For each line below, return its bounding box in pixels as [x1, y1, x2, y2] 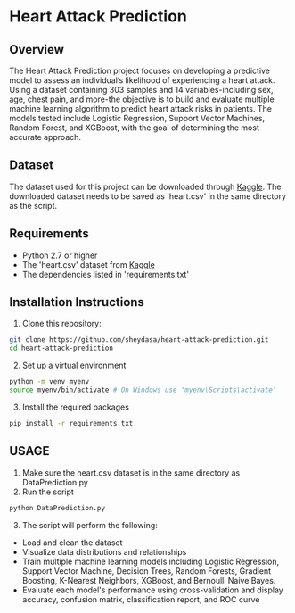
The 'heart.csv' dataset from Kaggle [21, 259, 156, 269]
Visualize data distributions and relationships [21, 546, 187, 557]
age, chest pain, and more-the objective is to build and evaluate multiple [9, 94, 275, 104]
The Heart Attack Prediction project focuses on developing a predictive [9, 65, 270, 76]
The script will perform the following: [21, 519, 158, 530]
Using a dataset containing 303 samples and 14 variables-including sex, [9, 85, 274, 95]
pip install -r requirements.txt [9, 418, 134, 427]
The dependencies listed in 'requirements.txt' [21, 269, 190, 279]
